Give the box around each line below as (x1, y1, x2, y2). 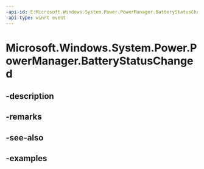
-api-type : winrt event (5, 15, 66, 21)
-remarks (5, 112, 42, 122)
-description (5, 91, 54, 101)
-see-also (5, 132, 44, 143)
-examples (5, 153, 47, 164)
